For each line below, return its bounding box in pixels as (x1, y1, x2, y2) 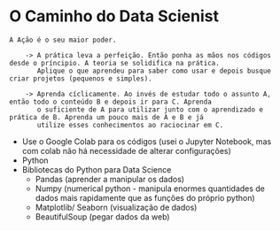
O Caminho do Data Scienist (9, 6, 220, 27)
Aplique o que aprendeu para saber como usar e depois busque (36, 66, 272, 75)
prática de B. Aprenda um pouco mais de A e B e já (9, 112, 204, 121)
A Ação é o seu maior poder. (9, 35, 117, 44)
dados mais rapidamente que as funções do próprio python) (35, 192, 255, 203)
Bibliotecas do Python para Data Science (21, 164, 172, 174)
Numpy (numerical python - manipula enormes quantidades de (35, 183, 266, 194)
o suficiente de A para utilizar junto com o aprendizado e (36, 104, 264, 114)
